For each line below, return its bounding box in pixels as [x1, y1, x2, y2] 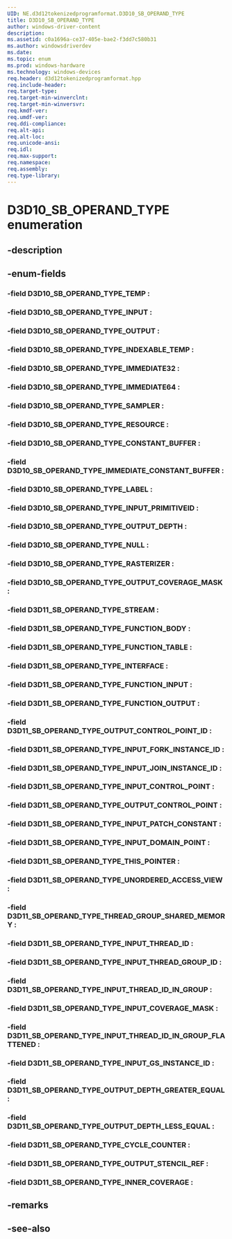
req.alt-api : [7, 127, 45, 134]
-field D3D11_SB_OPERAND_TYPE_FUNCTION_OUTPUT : [7, 698, 200, 708]
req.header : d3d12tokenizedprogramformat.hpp [7, 74, 141, 82]
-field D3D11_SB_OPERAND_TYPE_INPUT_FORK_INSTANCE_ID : [7, 744, 224, 754]
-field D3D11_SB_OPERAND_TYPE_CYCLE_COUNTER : [7, 1140, 191, 1150]
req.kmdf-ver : [7, 107, 49, 114]
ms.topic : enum [7, 56, 51, 63]
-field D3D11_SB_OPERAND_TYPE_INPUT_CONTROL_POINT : [7, 782, 215, 791]
